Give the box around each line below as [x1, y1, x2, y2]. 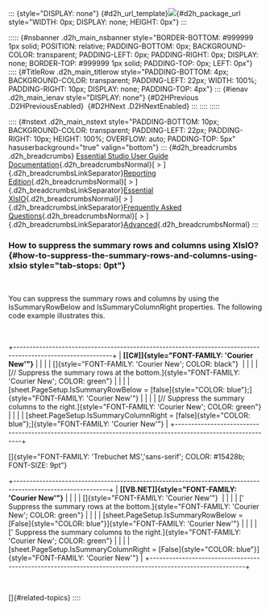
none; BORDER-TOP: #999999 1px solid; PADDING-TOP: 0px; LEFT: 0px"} [8, 59, 253, 68]
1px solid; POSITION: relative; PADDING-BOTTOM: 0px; [8, 41, 191, 51]
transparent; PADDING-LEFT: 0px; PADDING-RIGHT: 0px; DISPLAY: [36, 50, 260, 60]
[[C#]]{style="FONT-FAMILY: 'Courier [123, 351, 254, 360]
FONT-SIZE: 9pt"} [8, 460, 68, 471]
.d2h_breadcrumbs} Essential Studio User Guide [8, 151, 169, 160]
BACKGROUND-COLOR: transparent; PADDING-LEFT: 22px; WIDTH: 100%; [8, 76, 257, 85]
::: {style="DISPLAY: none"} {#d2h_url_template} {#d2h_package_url [8, 9, 241, 18]
